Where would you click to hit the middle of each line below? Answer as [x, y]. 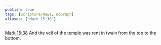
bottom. [13, 38]
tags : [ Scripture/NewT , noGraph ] [40, 14]
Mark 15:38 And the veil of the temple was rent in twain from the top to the [81, 33]
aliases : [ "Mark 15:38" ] [31, 19]
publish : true [20, 10]
